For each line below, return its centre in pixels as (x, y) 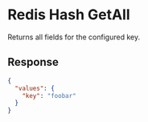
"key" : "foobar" (49, 96)
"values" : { (35, 88)
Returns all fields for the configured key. (74, 37)
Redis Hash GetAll (69, 15)
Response (33, 62)
